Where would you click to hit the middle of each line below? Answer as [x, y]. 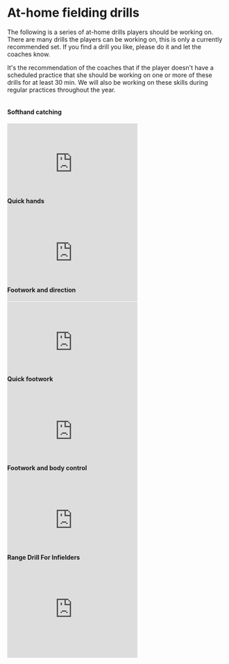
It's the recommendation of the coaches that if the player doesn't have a [110, 67]
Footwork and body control [47, 468]
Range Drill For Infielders [44, 557]
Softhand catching [35, 112]
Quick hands [26, 201]
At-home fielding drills [74, 13]
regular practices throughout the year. [61, 90]
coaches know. [29, 54]
